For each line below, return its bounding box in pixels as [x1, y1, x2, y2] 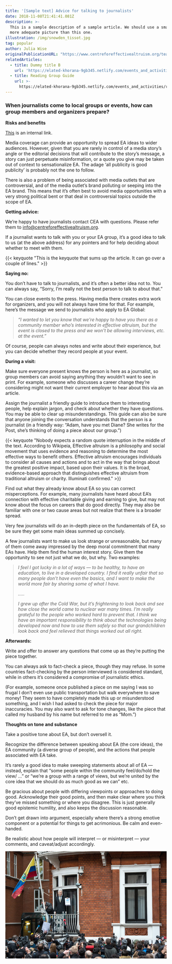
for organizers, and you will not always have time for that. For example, [5, 301, 155, 308]
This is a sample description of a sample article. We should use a [10, 25, 159, 30]
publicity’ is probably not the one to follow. [5, 167, 95, 173]
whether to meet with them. [5, 245, 63, 251]
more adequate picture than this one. [10, 30, 93, 35]
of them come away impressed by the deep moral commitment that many [5, 543, 160, 550]
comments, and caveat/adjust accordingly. [5, 841, 95, 847]
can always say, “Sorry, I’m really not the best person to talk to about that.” [5, 286, 163, 292]
